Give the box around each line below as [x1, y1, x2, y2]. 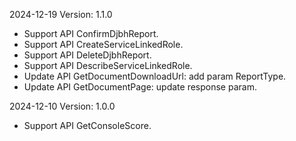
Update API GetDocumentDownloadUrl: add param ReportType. [23, 70, 287, 82]
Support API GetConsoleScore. [23, 120, 152, 131]
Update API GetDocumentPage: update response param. [23, 81, 257, 93]
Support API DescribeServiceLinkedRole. [23, 60, 193, 71]
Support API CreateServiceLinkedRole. [23, 39, 184, 50]
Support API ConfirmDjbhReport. [23, 28, 159, 39]
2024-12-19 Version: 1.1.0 [9, 9, 113, 20]
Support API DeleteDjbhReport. [23, 49, 152, 61]
